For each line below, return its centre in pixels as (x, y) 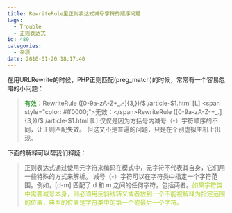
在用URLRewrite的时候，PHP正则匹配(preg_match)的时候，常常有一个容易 (113, 79)
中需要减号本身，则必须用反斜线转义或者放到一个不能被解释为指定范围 (125, 194)
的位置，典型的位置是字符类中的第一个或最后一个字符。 (103, 202)
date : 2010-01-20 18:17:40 (46, 59)
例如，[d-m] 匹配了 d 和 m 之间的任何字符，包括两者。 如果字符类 (130, 184)
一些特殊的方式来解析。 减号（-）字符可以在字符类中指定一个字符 (118, 176)
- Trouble (27, 26)
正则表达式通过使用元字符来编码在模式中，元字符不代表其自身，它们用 (125, 167)
